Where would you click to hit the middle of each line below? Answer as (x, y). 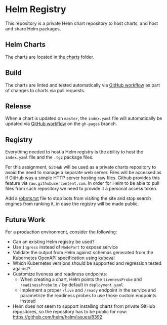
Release (18, 106)
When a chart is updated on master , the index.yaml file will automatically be (84, 118)
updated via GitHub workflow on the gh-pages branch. (61, 124)
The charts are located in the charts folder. (50, 57)
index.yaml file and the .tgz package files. (49, 157)
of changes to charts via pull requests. (45, 90)
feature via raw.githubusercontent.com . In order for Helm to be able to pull (82, 183)
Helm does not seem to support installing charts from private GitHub (84, 306)
